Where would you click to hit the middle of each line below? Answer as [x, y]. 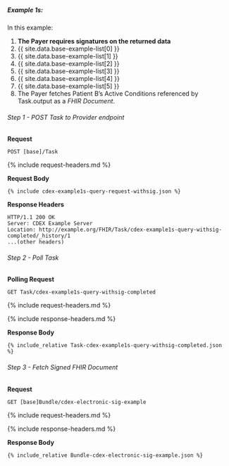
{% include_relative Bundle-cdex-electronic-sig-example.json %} [105, 455]
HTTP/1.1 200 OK [31, 218]
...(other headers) [36, 242]
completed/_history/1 [39, 236]
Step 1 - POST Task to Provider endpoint [66, 117]
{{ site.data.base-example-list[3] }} [68, 71]
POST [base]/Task [33, 152]
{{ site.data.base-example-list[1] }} [68, 56]
